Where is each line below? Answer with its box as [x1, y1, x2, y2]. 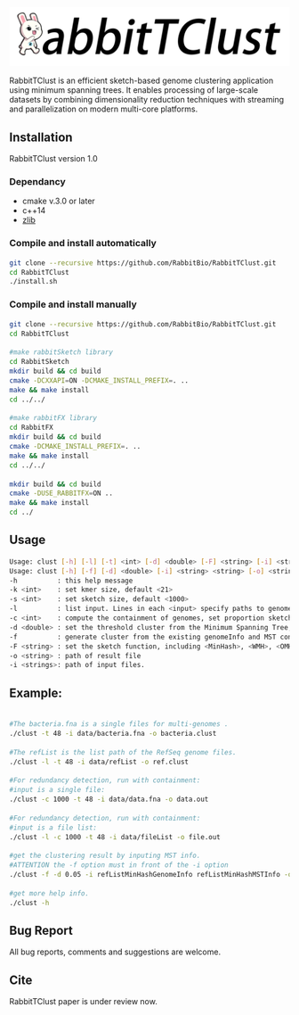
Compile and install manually [9, 298, 137, 310]
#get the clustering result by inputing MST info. [9, 851, 201, 861]
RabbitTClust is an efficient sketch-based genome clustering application [9, 75, 274, 87]
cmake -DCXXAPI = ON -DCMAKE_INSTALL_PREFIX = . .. [9, 375, 190, 385]
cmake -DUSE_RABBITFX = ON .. [9, 489, 114, 498]
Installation [9, 129, 73, 144]
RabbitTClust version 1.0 [9, 153, 98, 164]
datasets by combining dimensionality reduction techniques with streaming [9, 95, 285, 105]
